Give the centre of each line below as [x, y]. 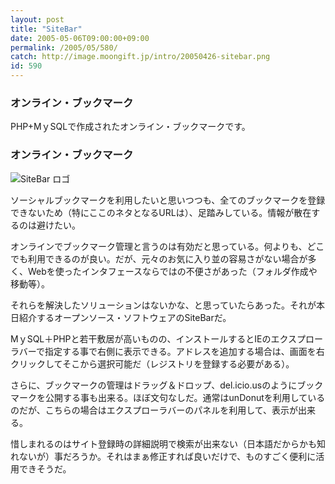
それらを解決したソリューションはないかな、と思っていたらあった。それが [163, 305]
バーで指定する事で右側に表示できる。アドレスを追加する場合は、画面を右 [171, 351]
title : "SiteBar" [46, 29]
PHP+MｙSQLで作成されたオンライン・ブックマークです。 [130, 127]
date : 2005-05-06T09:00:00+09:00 [80, 38]
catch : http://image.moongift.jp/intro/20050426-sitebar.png [140, 57]
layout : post [37, 19]
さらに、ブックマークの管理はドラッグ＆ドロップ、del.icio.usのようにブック [167, 385]
